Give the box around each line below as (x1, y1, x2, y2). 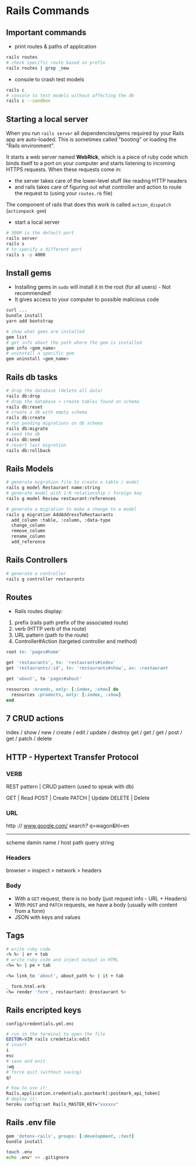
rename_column (11, 534, 45, 539)
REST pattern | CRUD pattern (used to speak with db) (6, 783, 134, 790)
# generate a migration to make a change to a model (6, 506, 137, 512)
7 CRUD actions (6, 713, 64, 723)
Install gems (6, 268, 51, 278)
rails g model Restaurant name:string (6, 485, 100, 491)
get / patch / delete (6, 735, 52, 742)
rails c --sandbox (6, 98, 51, 104)
